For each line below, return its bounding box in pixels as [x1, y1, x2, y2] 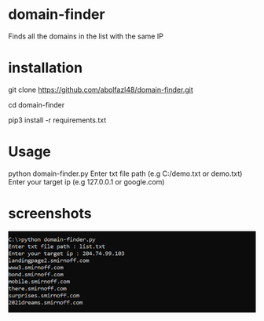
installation [8, 59, 83, 77]
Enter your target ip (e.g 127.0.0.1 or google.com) [8, 177, 165, 186]
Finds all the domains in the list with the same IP [8, 31, 163, 41]
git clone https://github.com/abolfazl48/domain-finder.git [8, 85, 194, 94]
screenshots [8, 205, 92, 222]
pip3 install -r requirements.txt [8, 115, 107, 125]
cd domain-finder [8, 100, 65, 109]
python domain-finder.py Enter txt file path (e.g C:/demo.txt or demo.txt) [8, 169, 243, 178]
